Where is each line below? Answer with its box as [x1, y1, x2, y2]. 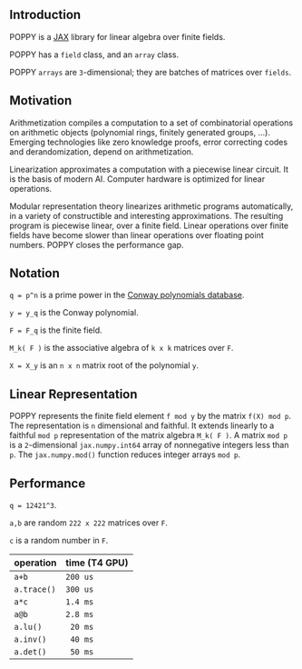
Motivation [9, 93, 73, 108]
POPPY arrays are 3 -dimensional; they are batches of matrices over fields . [9, 66, 292, 77]
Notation [9, 265, 61, 281]
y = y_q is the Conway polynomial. [9, 307, 139, 318]
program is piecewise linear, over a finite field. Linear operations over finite [9, 220, 289, 231]
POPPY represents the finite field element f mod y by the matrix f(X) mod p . [9, 411, 292, 422]
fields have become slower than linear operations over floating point [9, 229, 265, 240]
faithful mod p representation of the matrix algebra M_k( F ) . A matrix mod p [9, 430, 288, 441]
